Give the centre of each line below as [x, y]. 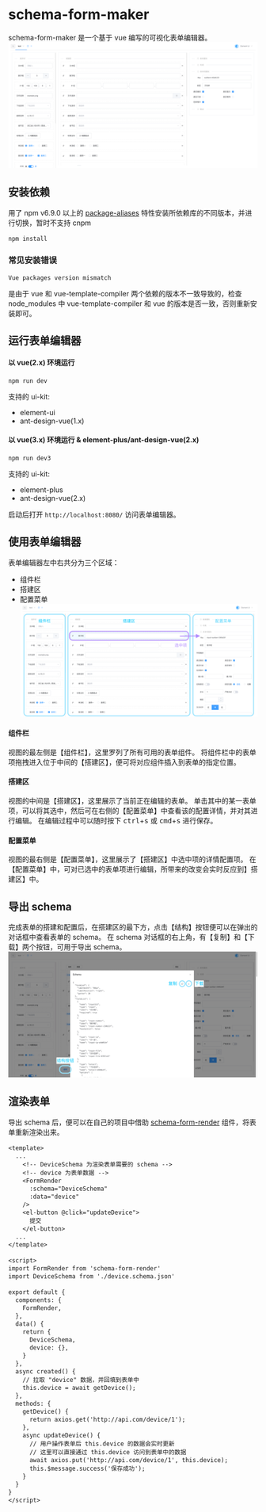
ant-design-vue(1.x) [52, 421]
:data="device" [54, 1197]
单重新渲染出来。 [36, 1132]
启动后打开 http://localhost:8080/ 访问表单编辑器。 [94, 514]
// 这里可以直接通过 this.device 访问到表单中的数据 [108, 1452]
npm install [28, 239]
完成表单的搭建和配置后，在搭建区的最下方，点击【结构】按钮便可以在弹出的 [133, 927]
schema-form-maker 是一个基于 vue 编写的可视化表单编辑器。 [110, 37]
